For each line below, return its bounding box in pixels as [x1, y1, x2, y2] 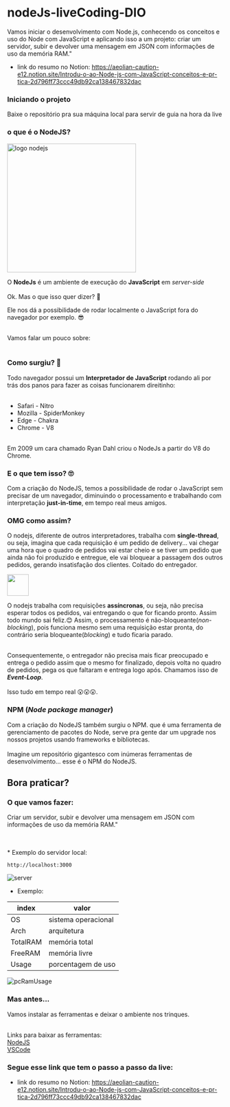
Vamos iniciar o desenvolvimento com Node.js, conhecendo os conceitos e [7, 27, 220, 36]
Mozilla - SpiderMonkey [16, 409, 85, 417]
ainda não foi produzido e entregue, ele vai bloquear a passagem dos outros [7, 553, 223, 561]
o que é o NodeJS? [7, 127, 71, 137]
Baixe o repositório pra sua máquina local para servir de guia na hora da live [7, 110, 222, 118]
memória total [48, 937, 93, 947]
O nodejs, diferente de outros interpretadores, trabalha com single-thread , [7, 531, 219, 540]
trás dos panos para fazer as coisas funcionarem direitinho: [7, 381, 176, 389]
